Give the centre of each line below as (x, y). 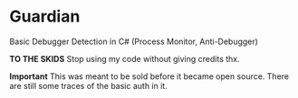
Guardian (45, 17)
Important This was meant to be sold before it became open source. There (149, 76)
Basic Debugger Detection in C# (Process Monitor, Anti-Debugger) (134, 41)
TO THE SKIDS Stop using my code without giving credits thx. (125, 58)
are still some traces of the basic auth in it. (88, 85)
